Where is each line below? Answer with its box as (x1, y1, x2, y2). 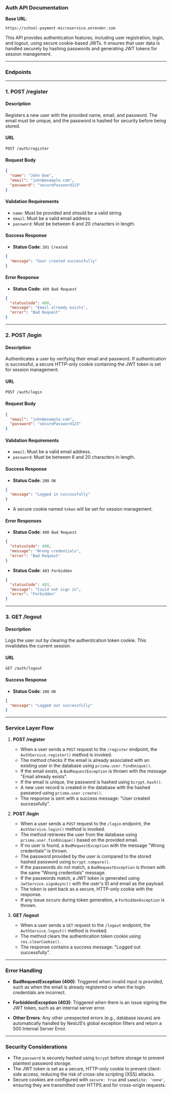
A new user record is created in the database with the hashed (20, 784, 150, 791)
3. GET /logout (5, 613, 42, 620)
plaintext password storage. (12, 1060, 72, 1066)
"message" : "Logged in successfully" (10, 492, 91, 497)
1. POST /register (5, 88, 49, 95)
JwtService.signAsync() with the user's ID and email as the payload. (20, 880, 165, 886)
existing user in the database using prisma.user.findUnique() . (20, 762, 152, 768)
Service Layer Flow (5, 724, 54, 732)
